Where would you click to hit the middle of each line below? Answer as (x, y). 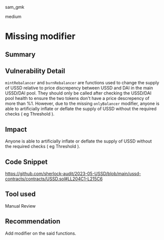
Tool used (20, 194)
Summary (20, 54)
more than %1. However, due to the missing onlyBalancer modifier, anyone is (82, 104)
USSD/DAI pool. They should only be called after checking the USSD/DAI (78, 93)
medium (13, 16)
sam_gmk (15, 7)
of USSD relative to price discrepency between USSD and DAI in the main (79, 88)
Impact (16, 129)
